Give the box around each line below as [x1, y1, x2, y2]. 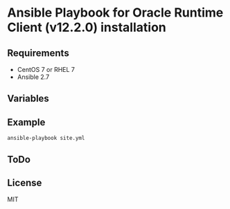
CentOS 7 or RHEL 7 [17, 66, 75, 73]
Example [7, 116, 46, 128]
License [7, 176, 42, 188]
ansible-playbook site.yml [7, 135, 85, 142]
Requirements [7, 47, 69, 59]
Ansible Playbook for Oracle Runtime [7, 5, 224, 21]
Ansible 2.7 [17, 73, 50, 81]
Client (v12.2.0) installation [7, 19, 166, 35]
